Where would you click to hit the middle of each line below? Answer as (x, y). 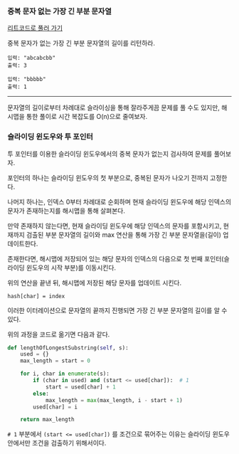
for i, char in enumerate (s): (65, 374)
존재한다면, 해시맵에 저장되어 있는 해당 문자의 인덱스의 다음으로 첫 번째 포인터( (116, 258)
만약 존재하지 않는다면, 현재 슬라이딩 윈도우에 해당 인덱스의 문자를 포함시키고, (115, 226)
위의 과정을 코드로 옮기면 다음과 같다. (59, 334)
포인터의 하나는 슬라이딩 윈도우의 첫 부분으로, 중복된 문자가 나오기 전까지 (108, 178)
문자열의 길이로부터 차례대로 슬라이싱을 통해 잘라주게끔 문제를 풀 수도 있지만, (114, 107)
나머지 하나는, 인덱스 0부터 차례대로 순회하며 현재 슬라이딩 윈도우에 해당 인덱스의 (119, 201)
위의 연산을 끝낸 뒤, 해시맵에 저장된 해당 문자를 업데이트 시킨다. (95, 283)
